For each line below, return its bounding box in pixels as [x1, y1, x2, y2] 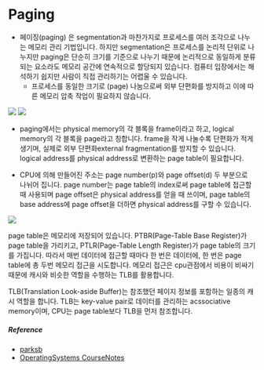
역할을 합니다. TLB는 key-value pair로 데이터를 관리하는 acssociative [16, 296, 231, 306]
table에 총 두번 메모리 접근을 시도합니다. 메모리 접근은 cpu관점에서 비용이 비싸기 [8, 260, 255, 270]
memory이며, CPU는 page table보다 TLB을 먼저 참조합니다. [8, 306, 193, 315]
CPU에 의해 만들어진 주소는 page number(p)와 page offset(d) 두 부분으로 [19, 170, 248, 180]
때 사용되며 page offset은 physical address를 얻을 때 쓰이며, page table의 [19, 190, 251, 199]
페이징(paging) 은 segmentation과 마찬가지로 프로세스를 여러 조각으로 [19, 32, 236, 42]
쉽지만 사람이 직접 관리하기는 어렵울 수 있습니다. [40, 71, 188, 81]
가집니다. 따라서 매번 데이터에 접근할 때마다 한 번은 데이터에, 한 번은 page [16, 250, 242, 259]
